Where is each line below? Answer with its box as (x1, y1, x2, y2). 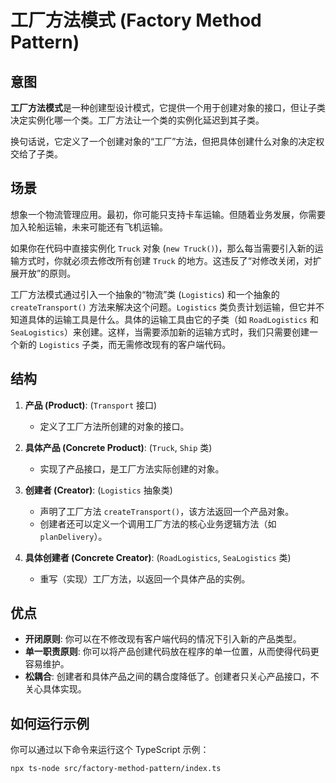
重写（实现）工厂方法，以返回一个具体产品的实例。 (39, 572, 251, 585)
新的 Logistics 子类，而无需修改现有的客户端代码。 (18, 338, 232, 350)
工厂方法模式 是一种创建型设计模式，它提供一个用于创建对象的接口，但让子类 (10, 102, 326, 113)
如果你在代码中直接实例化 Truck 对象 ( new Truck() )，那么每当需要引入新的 (10, 242, 315, 254)
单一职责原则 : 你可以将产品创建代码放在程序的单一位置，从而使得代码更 (24, 646, 320, 658)
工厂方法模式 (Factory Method (10, 9, 262, 32)
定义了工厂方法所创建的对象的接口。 (39, 420, 190, 432)
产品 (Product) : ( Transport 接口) (24, 399, 158, 411)
